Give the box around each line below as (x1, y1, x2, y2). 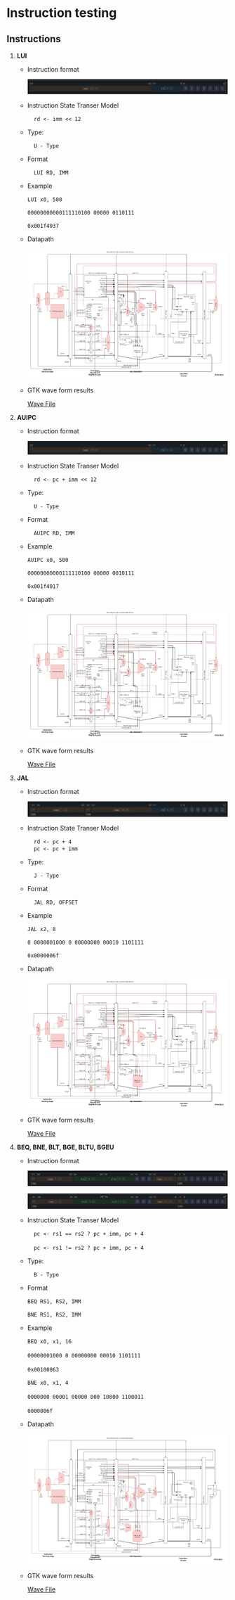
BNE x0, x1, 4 (27, 1380, 69, 1387)
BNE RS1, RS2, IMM (27, 1312, 81, 1319)
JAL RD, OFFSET (33, 899, 79, 906)
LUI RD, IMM (33, 169, 69, 177)
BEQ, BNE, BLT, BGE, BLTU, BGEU (16, 1143, 114, 1151)
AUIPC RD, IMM (33, 530, 75, 537)
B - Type (33, 1272, 60, 1279)
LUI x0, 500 (27, 196, 62, 203)
